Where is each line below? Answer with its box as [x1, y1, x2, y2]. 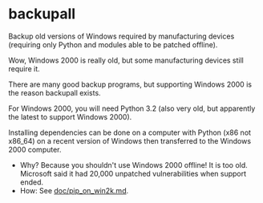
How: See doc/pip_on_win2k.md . [19, 185, 129, 195]
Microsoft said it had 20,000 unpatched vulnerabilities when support [19, 168, 247, 178]
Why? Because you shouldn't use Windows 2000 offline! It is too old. [19, 160, 249, 169]
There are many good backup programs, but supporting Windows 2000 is [8, 79, 253, 89]
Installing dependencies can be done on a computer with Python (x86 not [8, 128, 251, 137]
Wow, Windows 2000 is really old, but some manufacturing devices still [8, 55, 245, 65]
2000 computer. [8, 144, 62, 154]
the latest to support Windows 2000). [8, 112, 132, 121]
